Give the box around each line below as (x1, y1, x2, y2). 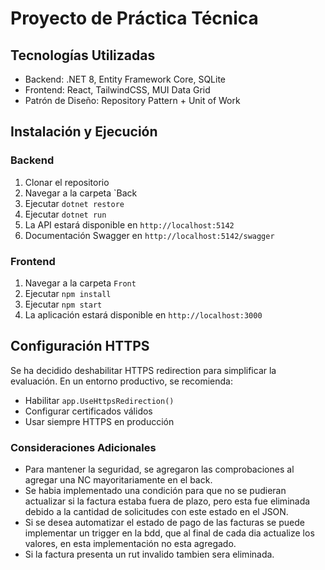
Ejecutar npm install (24, 287, 112, 299)
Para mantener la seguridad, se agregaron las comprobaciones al (24, 463, 295, 476)
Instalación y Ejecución (10, 123, 158, 141)
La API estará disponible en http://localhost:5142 (24, 218, 235, 231)
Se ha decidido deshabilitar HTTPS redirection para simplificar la (10, 364, 277, 376)
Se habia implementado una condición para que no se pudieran (24, 485, 287, 497)
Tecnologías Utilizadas (10, 47, 156, 64)
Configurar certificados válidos (24, 405, 153, 417)
